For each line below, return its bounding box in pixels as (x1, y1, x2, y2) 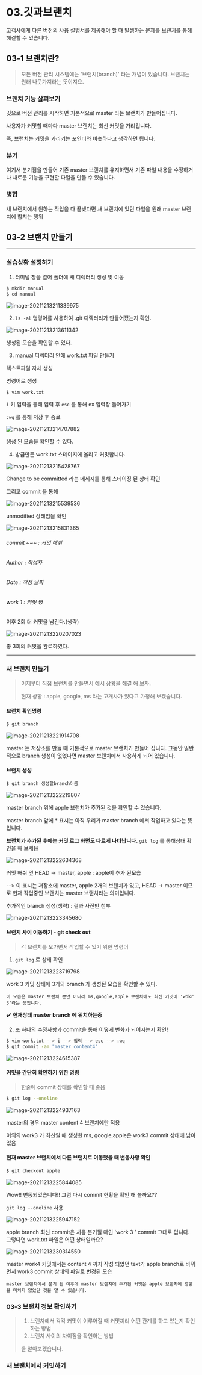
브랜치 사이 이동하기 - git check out (6, 928, 91, 936)
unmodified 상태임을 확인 (6, 512, 67, 520)
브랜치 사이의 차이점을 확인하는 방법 (29, 1332, 114, 1339)
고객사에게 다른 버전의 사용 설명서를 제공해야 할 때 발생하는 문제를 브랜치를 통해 (6, 26, 192, 34)
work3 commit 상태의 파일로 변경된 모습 (17, 1268, 112, 1275)
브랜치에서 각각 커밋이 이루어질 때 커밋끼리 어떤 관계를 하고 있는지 (29, 1317, 185, 1324)
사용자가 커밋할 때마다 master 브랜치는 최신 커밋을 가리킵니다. (6, 122, 152, 129)
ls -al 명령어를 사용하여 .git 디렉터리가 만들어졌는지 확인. (14, 314, 151, 321)
